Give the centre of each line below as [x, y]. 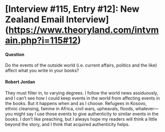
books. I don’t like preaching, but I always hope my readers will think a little [81, 119]
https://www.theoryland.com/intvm [84, 30]
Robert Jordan [20, 82]
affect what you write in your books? [42, 70]
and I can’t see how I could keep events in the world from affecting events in [82, 98]
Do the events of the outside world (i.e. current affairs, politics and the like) [81, 66]
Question [15, 54]
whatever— [147, 108]
